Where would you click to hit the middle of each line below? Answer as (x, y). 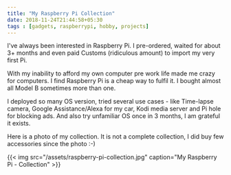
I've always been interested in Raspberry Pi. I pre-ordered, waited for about (114, 46)
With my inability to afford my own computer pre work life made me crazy (111, 73)
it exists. (19, 124)
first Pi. (17, 60)
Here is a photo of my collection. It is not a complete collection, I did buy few (115, 137)
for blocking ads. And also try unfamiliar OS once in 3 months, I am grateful (114, 116)
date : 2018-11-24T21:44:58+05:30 (55, 20)
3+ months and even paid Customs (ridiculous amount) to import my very (111, 53)
